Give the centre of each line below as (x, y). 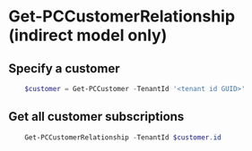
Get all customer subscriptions (96, 117)
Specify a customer (64, 68)
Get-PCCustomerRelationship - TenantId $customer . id (123, 137)
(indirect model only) (88, 35)
